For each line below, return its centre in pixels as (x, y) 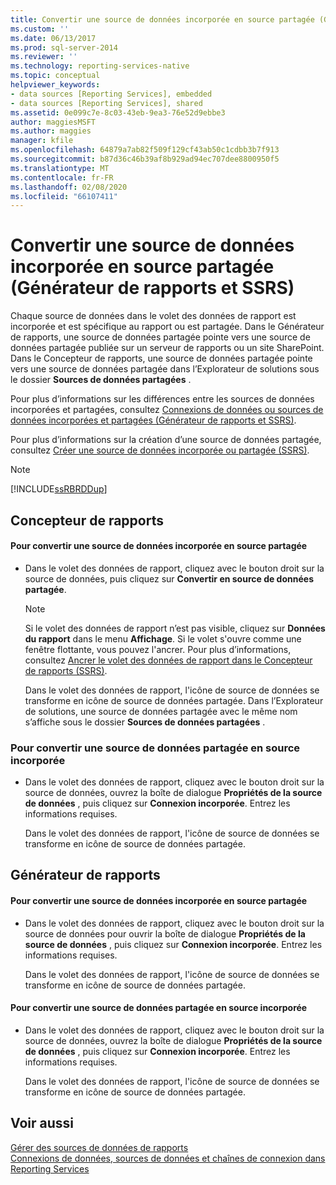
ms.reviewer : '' (44, 57)
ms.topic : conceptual (55, 76)
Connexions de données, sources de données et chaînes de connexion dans (168, 1158)
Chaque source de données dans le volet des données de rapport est (153, 316)
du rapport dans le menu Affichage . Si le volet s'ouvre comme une (163, 638)
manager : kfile (42, 141)
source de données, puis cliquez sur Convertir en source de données (169, 578)
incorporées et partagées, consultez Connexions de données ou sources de (167, 410)
